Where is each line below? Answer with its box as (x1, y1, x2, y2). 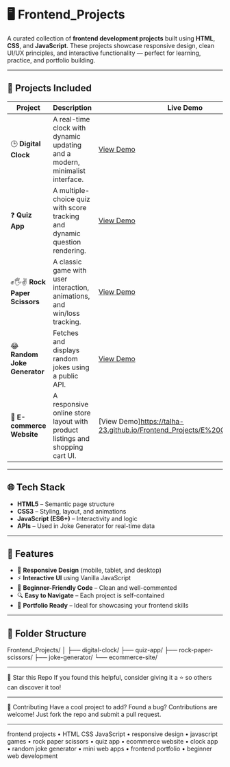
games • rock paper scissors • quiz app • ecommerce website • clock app (7, 737, 218, 746)
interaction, (53, 282, 90, 292)
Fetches (53, 328, 79, 338)
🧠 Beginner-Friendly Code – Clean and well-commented (16, 584, 177, 592)
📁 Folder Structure (7, 628, 87, 639)
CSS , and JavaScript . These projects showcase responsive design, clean (7, 41, 214, 49)
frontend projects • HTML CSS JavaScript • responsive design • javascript (7, 730, 218, 738)
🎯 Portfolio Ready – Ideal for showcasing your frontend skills (16, 602, 189, 610)
